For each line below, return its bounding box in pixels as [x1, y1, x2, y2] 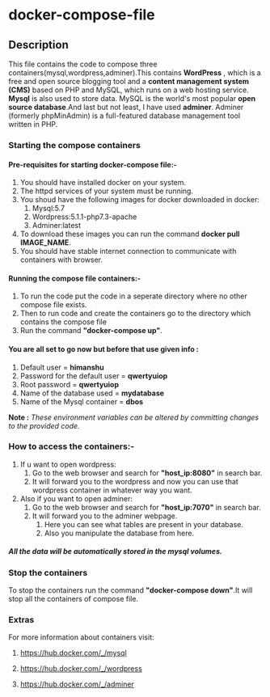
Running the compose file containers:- [8, 273, 141, 283]
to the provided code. [8, 420, 80, 430]
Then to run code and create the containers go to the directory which [19, 309, 251, 319]
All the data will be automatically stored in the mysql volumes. [8, 547, 222, 556]
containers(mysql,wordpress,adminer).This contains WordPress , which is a [8, 68, 261, 78]
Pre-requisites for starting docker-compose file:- [8, 159, 178, 169]
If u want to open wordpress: [19, 459, 116, 469]
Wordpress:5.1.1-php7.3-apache [32, 212, 137, 222]
